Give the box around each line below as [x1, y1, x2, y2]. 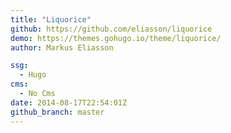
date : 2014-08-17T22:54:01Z [10, 97, 128, 108]
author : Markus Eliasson [10, 42, 114, 53]
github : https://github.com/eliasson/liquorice [10, 24, 213, 34]
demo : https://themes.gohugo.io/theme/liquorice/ [10, 33, 222, 43]
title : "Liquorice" [10, 14, 92, 25]
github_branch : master [10, 107, 105, 117]
